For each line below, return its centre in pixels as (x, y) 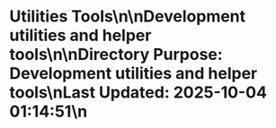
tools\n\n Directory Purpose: (116, 55)
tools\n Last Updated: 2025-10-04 (138, 93)
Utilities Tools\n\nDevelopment (128, 17)
